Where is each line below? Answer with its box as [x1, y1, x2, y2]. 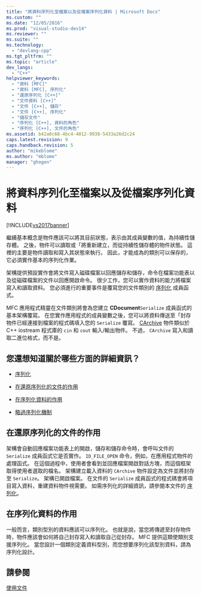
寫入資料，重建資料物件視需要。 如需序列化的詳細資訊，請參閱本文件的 [11, 482, 186, 489]
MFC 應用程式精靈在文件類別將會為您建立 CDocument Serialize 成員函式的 [6, 304, 193, 312]
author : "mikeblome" [6, 148, 58, 154]
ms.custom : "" [6, 14, 42, 20]
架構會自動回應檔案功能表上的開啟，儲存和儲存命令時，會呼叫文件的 [6, 444, 174, 452]
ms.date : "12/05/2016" [6, 20, 63, 26]
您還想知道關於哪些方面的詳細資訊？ [6, 354, 140, 364]
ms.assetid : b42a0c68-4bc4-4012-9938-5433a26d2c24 [6, 131, 135, 138]
